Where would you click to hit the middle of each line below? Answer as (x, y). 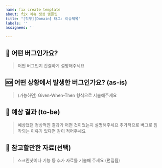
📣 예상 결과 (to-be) (33, 112)
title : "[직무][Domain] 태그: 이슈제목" (43, 19)
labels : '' (17, 23)
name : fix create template (33, 10)
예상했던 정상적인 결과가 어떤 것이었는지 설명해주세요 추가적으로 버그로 (85, 125)
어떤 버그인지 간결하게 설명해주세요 (51, 65)
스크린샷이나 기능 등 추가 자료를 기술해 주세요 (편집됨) (69, 160)
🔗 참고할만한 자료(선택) (38, 148)
